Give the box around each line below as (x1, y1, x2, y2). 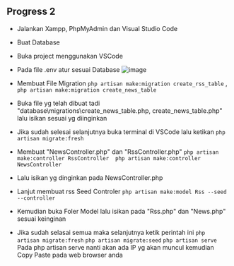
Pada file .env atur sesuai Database (16, 65, 121, 73)
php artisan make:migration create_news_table (16, 86, 157, 94)
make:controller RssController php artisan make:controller (16, 155, 201, 162)
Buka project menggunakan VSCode (16, 52, 123, 60)
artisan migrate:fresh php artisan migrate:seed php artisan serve (16, 236, 217, 244)
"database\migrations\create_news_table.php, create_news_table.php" (16, 106, 223, 115)
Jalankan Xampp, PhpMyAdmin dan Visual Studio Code (16, 24, 178, 32)
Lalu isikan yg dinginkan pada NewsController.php (16, 173, 163, 182)
